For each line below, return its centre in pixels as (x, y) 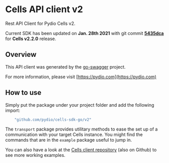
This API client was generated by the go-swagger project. (66, 67)
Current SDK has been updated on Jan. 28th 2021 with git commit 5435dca (85, 33)
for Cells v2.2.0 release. (31, 39)
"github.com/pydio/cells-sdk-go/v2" (53, 120)
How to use (23, 93)
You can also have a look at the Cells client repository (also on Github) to (81, 150)
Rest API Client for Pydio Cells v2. (40, 23)
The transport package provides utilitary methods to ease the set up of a (81, 129)
